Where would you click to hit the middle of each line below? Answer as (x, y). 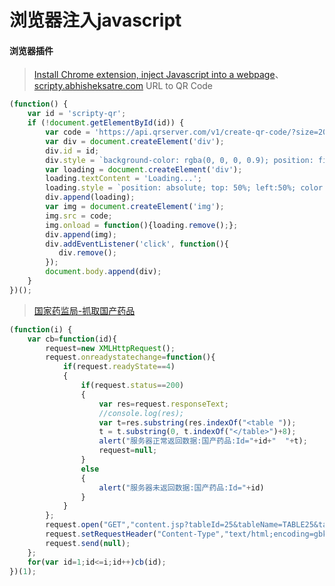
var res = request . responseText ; (163, 404)
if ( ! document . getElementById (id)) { (106, 123)
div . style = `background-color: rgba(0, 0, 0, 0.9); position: (179, 160)
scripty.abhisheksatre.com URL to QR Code (123, 86)
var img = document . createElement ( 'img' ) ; (135, 207)
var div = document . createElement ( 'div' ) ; (135, 141)
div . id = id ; (72, 151)
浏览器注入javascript (95, 20)
